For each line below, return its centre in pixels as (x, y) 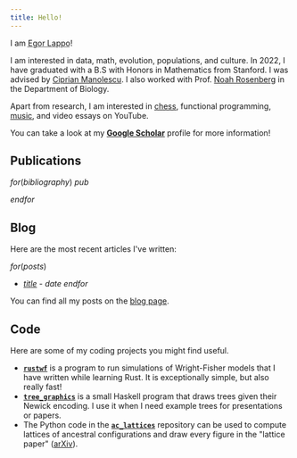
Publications (46, 161)
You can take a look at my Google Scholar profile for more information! (140, 133)
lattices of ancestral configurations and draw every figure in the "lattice (154, 435)
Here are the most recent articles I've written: (93, 249)
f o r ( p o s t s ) (29, 266)
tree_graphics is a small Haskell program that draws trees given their (150, 396)
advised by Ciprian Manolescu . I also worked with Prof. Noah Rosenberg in (147, 79)
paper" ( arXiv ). (50, 444)
